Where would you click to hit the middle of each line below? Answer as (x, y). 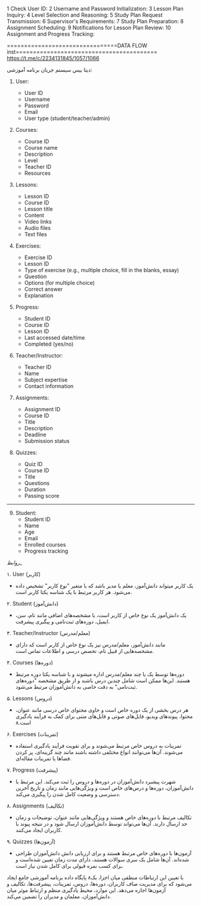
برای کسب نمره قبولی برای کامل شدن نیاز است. (69, 866)
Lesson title (38, 209)
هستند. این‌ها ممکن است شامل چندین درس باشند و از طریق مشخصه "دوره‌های (103, 680)
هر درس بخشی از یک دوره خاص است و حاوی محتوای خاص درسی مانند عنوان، (102, 710)
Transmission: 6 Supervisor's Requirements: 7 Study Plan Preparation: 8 (95, 21)
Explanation (39, 295)
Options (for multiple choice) (59, 283)
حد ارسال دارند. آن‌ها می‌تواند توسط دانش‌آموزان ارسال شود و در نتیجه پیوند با (101, 824)
